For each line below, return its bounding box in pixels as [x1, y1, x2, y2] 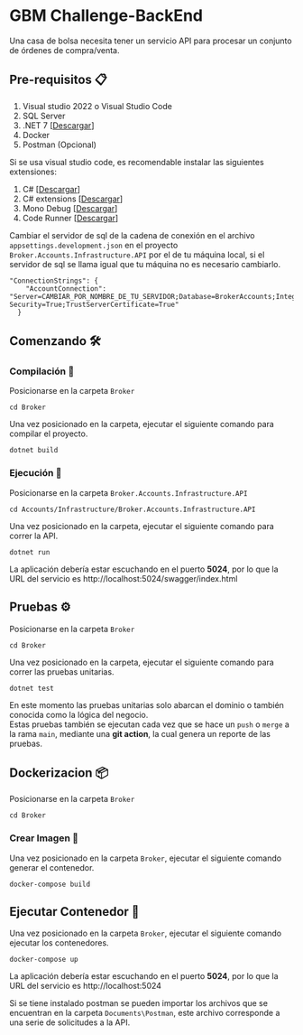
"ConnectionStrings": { [9, 276, 99, 285]
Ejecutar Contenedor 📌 [9, 904, 140, 919]
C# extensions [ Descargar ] [22, 193, 124, 204]
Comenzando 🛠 [9, 333, 102, 349]
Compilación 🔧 [9, 365, 75, 378]
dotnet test [9, 684, 54, 693]
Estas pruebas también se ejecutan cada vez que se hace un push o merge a [9, 719, 290, 730]
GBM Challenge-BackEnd [9, 5, 203, 26]
